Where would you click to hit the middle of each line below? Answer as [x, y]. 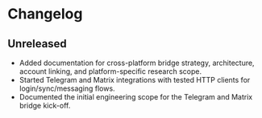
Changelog [45, 14]
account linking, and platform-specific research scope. [110, 71]
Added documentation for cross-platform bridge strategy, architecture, [137, 63]
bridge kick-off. [45, 106]
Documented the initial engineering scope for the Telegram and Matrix [136, 97]
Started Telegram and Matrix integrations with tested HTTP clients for [135, 80]
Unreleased [37, 44]
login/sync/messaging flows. [67, 88]
